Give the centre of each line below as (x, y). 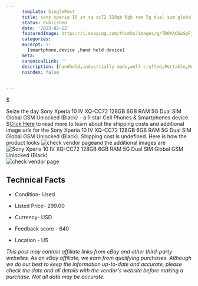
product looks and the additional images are (86, 143)
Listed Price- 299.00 (39, 206)
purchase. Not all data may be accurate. (55, 277)
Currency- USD (33, 217)
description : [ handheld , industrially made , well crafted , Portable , (105, 66)
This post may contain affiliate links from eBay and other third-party (89, 251)
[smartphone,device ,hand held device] (76, 50)
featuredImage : (40, 34)
